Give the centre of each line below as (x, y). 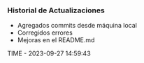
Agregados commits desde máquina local (77, 26)
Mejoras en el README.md (56, 40)
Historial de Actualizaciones (56, 10)
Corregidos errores (45, 33)
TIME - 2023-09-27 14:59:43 (49, 53)
